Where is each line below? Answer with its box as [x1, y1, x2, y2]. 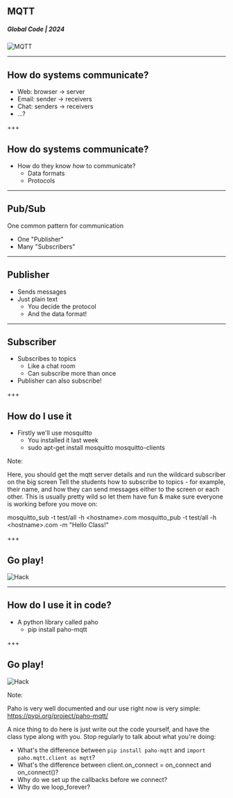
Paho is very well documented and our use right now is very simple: [7, 704, 201, 713]
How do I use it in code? [7, 599, 112, 611]
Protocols [27, 176, 55, 185]
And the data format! [27, 309, 87, 318]
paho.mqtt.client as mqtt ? [17, 753, 96, 761]
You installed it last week [27, 436, 98, 444]
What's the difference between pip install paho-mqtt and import [17, 746, 206, 754]
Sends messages [17, 288, 67, 296]
